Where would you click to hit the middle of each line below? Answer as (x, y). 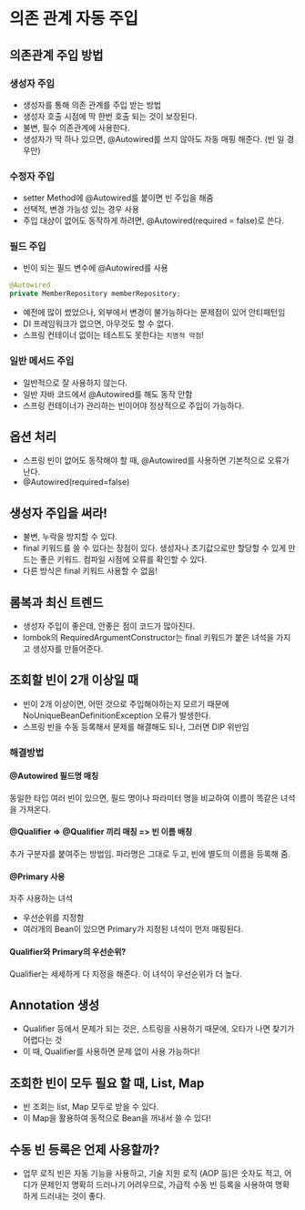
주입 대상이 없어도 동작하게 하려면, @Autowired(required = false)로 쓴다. (153, 220)
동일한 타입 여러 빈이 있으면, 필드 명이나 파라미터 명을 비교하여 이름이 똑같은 (144, 797)
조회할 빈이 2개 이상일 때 (74, 680)
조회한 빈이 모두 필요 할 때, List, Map (107, 1083)
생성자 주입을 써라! (58, 513)
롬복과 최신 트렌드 (56, 602)
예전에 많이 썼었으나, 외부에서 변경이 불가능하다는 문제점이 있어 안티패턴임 (154, 313)
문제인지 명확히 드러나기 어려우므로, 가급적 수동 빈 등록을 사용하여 (156, 1184)
